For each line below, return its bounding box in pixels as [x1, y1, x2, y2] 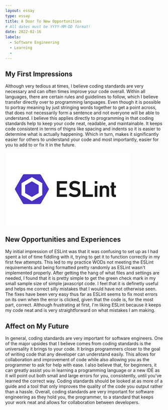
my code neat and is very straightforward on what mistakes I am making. [5, 307, 155, 313]
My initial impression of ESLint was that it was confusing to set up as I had [5, 249, 158, 255]
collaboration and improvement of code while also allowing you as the [5, 357, 149, 363]
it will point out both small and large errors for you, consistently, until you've [5, 373, 162, 379]
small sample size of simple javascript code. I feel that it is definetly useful [5, 281, 159, 287]
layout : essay [5, 8, 35, 13]
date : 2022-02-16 [5, 29, 42, 35]
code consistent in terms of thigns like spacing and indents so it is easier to [5, 126, 161, 132]
